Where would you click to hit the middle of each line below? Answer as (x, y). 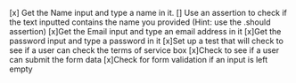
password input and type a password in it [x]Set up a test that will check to (146, 41)
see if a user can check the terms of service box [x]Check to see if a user (144, 50)
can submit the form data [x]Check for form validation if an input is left (139, 60)
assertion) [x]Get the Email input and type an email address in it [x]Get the (145, 31)
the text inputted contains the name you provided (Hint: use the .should (140, 22)
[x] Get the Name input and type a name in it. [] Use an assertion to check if (148, 13)
